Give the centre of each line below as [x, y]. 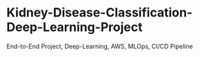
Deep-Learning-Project [74, 27]
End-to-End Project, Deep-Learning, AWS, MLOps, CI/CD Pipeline [100, 46]
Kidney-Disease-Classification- [100, 13]
